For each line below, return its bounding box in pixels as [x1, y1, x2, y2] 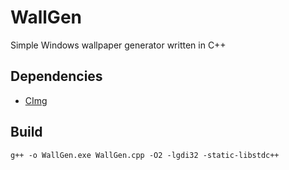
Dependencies [10, 68, 103, 85]
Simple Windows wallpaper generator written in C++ [10, 39, 227, 51]
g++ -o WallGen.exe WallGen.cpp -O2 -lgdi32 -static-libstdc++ [10, 150, 280, 160]
